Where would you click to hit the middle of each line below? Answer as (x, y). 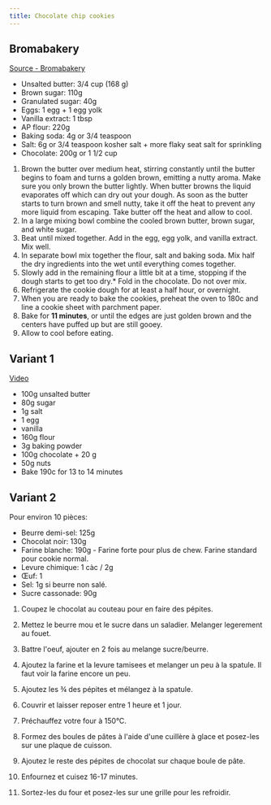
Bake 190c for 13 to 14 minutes (72, 472)
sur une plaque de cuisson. (66, 746)
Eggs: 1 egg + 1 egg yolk (61, 110)
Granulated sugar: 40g (59, 102)
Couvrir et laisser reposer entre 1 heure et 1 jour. (101, 705)
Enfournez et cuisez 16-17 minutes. (80, 777)
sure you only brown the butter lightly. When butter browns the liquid (136, 186)
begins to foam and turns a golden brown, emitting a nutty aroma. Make (141, 178)
